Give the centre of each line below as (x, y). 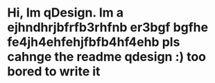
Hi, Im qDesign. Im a (66, 13)
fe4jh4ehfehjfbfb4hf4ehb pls (94, 42)
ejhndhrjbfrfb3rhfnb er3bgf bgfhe (108, 27)
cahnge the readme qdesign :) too (107, 57)
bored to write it (54, 72)
